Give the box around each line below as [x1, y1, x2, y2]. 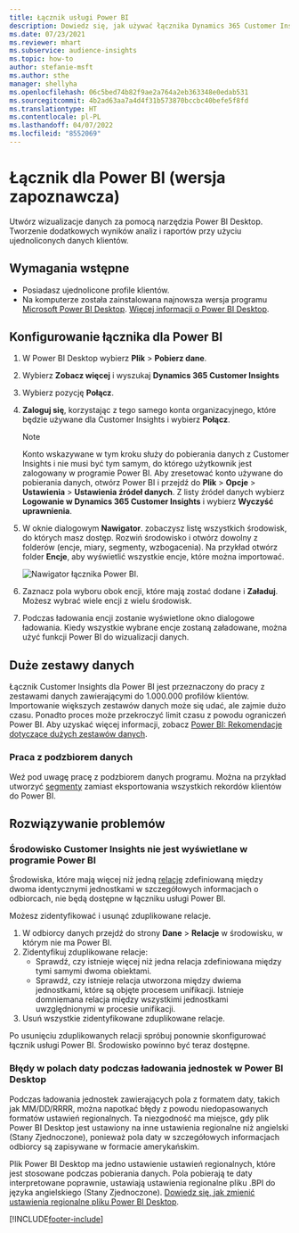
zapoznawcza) [9, 186, 120, 207]
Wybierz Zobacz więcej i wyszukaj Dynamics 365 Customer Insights [21, 370, 279, 381]
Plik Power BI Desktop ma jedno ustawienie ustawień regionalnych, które [9, 1158, 276, 1169]
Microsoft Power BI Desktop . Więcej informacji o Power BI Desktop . [21, 303, 270, 314]
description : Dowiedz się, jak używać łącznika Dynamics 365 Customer [9, 21, 277, 30]
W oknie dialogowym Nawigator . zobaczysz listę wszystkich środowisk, [21, 523, 287, 534]
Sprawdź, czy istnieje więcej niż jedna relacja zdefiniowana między [35, 956, 282, 967]
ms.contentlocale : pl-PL [9, 112, 101, 121]
